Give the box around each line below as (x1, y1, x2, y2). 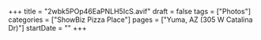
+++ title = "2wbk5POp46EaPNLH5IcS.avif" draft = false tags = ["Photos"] (8, 7, 252, 16)
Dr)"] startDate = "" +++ (8, 24, 87, 32)
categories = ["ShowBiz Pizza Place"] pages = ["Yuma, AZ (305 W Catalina (8, 15, 253, 24)
